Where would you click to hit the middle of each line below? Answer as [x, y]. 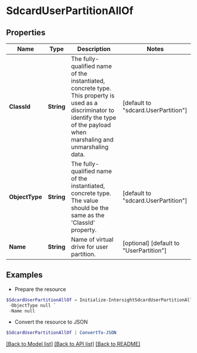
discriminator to [93, 110]
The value [85, 201]
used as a [84, 103]
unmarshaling [90, 147]
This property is [93, 95]
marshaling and [92, 139]
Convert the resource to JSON [51, 322]
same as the [88, 215]
